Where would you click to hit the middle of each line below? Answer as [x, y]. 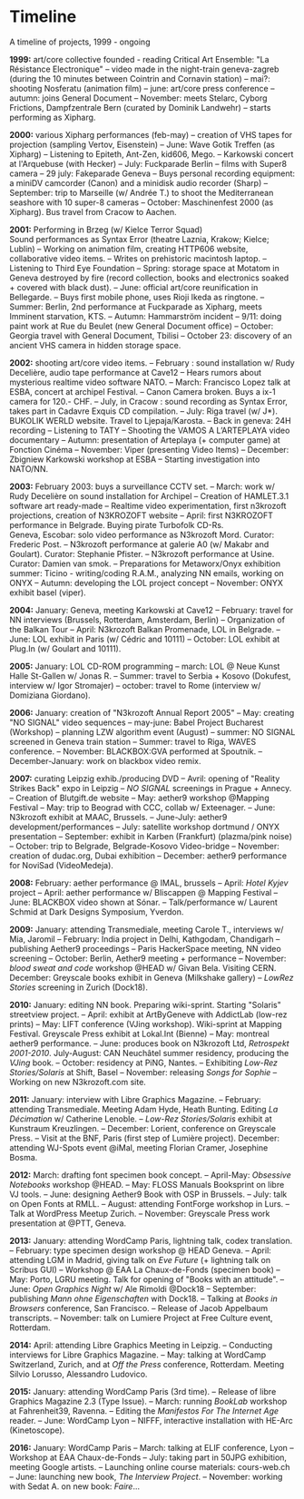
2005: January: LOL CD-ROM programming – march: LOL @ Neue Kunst [145, 666]
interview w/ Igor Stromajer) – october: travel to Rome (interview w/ [135, 685]
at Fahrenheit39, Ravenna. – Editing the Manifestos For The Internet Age [144, 1411]
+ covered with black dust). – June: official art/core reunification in [134, 287]
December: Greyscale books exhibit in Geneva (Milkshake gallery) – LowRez [152, 977]
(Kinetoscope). [37, 1430]
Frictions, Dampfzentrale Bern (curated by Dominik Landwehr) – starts [140, 107]
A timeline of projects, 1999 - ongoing [80, 42]
